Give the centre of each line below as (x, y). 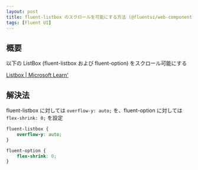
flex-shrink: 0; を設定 (35, 118)
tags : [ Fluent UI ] (29, 22)
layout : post (22, 12)
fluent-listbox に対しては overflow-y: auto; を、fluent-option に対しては (94, 110)
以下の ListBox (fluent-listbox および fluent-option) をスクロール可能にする (97, 63)
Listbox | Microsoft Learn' (38, 75)
